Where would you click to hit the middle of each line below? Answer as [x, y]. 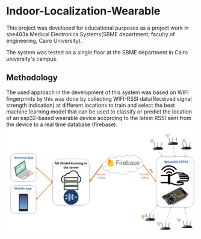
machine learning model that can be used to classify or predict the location [99, 111]
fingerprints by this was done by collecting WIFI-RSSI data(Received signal [99, 98]
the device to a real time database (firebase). [62, 124]
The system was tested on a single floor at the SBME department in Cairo [97, 52]
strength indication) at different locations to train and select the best [91, 105]
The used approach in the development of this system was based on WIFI [97, 92]
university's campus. [32, 59]
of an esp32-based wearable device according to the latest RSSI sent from [99, 118]
